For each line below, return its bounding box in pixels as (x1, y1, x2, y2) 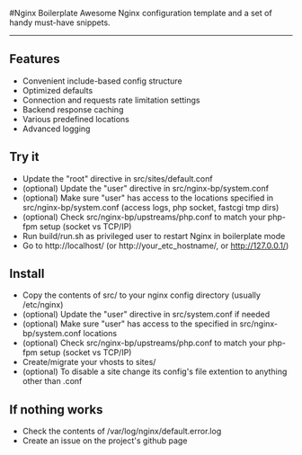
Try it (9, 149, 40, 165)
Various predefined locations (22, 113, 130, 124)
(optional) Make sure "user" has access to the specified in (22, 318, 238, 329)
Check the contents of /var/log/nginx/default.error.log (22, 426, 222, 437)
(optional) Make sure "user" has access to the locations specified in (22, 192, 274, 203)
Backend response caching (22, 103, 124, 115)
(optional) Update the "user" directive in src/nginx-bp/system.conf (22, 183, 270, 193)
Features (9, 51, 60, 67)
